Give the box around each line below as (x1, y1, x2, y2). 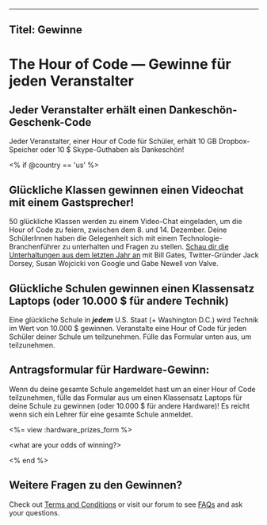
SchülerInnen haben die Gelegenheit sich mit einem (9, 234, 177, 243)
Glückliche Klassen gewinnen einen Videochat (9, 183, 244, 196)
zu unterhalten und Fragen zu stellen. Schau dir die (62, 242, 229, 252)
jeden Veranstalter (9, 72, 134, 89)
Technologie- (178, 234, 223, 243)
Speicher (9, 145, 39, 154)
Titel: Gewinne (9, 23, 82, 36)
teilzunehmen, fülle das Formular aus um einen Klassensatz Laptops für (9, 393, 242, 402)
